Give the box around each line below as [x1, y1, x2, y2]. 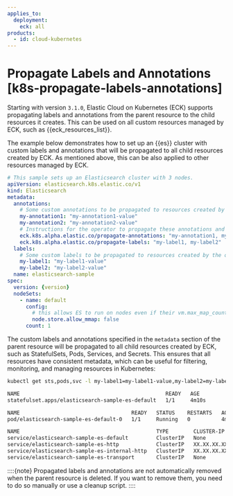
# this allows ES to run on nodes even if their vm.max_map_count [32, 310, 228, 317]
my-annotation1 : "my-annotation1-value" [19, 213, 138, 220]
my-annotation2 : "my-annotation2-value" [19, 220, 138, 227]
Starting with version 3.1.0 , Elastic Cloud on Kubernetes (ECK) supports [7, 103, 214, 112]
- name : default [19, 296, 67, 303]
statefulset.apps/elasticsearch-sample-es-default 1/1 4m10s [7, 396, 207, 404]
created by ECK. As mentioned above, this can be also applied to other [7, 154, 209, 162]
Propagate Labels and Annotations [7, 66, 212, 82]
